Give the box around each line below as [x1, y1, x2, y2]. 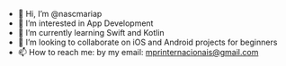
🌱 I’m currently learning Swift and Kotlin [17, 28, 165, 37]
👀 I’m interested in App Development [17, 18, 154, 29]
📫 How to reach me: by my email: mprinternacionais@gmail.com [17, 47, 259, 57]
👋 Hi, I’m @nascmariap [17, 9, 103, 19]
